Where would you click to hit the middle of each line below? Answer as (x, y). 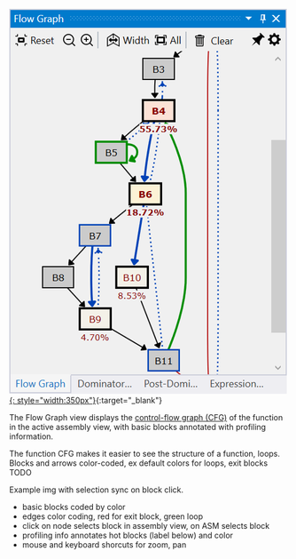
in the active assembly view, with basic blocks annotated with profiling (138, 427)
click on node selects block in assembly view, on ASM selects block (146, 526)
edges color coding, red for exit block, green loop (113, 516)
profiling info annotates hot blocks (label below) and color (127, 535)
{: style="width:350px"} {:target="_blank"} (86, 400)
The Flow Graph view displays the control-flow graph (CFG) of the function (146, 417)
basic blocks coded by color (74, 507)
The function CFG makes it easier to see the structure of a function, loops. (145, 454)
